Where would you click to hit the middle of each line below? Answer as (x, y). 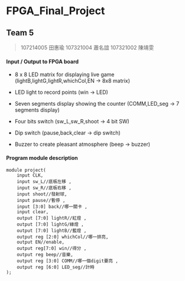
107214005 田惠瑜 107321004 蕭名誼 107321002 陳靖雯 (87, 48)
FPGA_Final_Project (56, 11)
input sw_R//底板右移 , (44, 188)
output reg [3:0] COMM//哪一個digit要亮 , (67, 261)
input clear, (33, 212)
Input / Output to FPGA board (42, 61)
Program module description (42, 158)
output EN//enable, (41, 242)
